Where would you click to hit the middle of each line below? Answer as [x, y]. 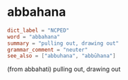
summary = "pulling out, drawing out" [63, 43]
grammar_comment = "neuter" [48, 50]
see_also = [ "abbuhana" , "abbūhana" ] [62, 56]
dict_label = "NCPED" [38, 30]
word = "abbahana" [34, 37]
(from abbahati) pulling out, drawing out [64, 69]
